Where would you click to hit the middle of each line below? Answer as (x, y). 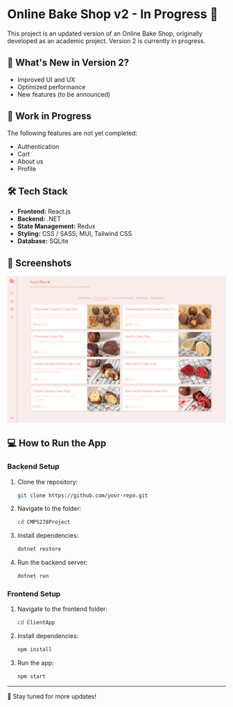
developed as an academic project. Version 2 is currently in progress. (106, 40)
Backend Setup (34, 467)
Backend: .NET (39, 219)
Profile (27, 168)
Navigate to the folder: (49, 509)
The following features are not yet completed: (72, 133)
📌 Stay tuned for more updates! (52, 696)
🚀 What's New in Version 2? (68, 63)
